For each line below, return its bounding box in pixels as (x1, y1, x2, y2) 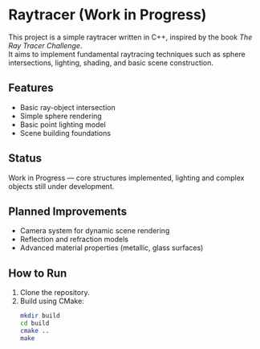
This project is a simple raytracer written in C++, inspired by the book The (8, 32, 253, 42)
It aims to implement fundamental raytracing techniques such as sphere (8, 49, 246, 59)
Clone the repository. (19, 288, 90, 298)
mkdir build (19, 312, 60, 320)
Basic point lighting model (19, 119, 106, 129)
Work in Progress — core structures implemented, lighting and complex (8, 173, 245, 183)
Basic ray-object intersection (19, 102, 116, 112)
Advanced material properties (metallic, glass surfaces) (19, 243, 204, 253)
